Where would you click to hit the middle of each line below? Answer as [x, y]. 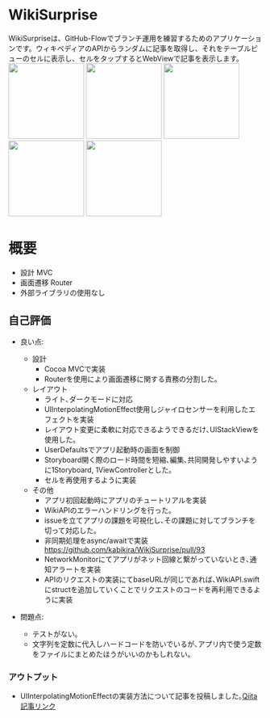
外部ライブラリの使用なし [62, 292]
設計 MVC [36, 272]
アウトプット [33, 677]
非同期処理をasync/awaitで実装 [96, 540]
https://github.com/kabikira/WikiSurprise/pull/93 [125, 549]
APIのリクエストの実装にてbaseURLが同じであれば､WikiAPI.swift [152, 579]
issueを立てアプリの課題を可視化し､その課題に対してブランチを [150, 520]
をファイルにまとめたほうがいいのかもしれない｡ [112, 654]
